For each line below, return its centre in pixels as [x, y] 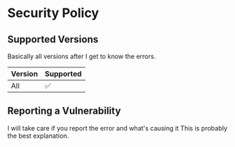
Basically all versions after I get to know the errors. [82, 56]
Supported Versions [53, 39]
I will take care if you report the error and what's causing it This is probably [117, 128]
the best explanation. [38, 136]
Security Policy [53, 13]
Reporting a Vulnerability [64, 111]
